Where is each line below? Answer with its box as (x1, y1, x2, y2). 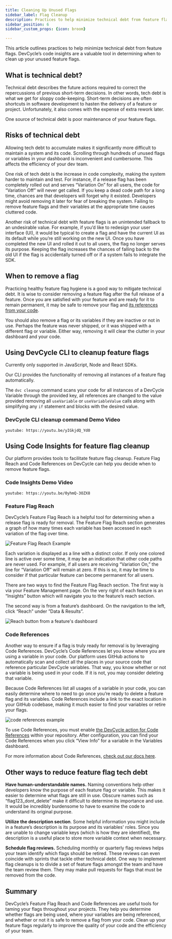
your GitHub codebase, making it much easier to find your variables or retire (5, 701, 166, 707)
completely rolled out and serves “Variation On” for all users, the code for (5, 181, 160, 187)
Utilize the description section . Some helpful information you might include (5, 819, 165, 825)
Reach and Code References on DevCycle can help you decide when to (5, 461, 156, 467)
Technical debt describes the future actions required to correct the (5, 84, 146, 90)
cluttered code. (5, 208, 37, 215)
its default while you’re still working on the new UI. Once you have (5, 235, 144, 241)
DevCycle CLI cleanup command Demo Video (5, 416, 120, 423)
